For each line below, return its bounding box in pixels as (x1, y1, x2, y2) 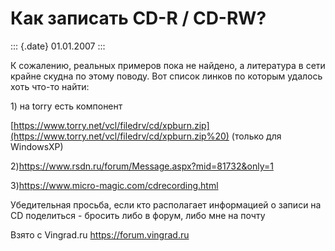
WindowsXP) (10, 140, 64, 152)
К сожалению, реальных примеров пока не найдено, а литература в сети (10, 59, 326, 71)
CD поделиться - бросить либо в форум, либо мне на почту (10, 209, 266, 221)
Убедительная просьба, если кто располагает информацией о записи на (10, 198, 322, 211)
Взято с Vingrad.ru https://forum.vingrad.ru (10, 228, 190, 241)
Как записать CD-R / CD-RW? (10, 7, 267, 30)
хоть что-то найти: (10, 80, 90, 92)
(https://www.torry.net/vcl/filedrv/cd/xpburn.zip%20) (10, 130, 230, 142)
